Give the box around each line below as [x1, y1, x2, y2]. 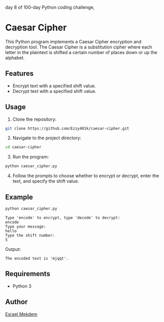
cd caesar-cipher [5, 145, 42, 150]
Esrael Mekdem [5, 311, 38, 317]
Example [5, 193, 33, 201]
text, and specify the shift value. [12, 178, 79, 184]
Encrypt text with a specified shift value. [12, 83, 96, 89]
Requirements [5, 270, 50, 278]
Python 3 [12, 283, 32, 289]
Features [5, 69, 34, 78]
